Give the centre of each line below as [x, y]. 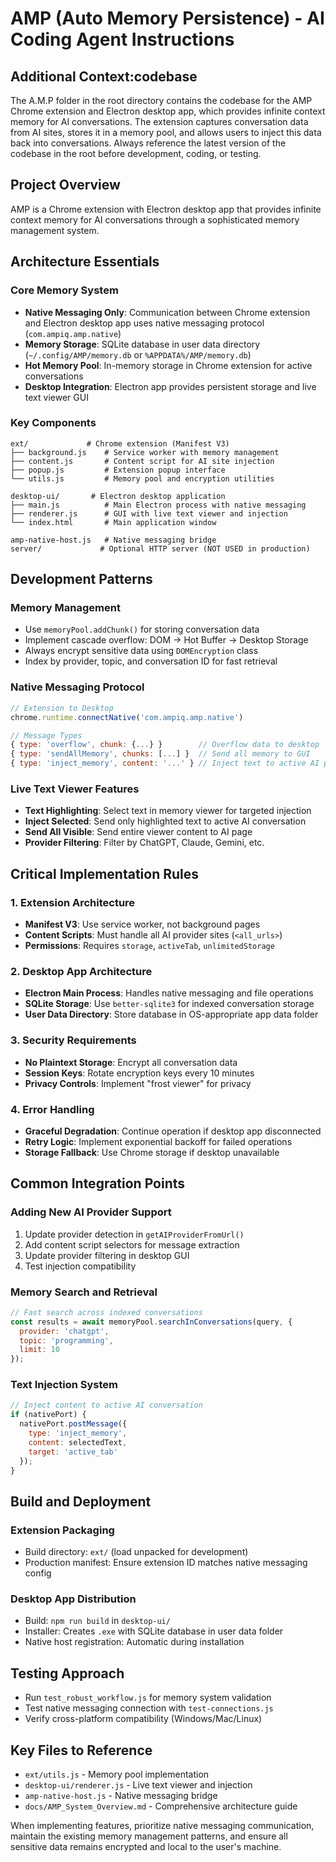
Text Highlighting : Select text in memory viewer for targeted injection [168, 811]
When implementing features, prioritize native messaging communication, [162, 1826]
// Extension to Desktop [62, 708]
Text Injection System [64, 1385]
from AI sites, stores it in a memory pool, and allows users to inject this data [166, 132]
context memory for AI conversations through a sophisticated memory [155, 219]
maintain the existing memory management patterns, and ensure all [149, 1836]
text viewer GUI [56, 397]
